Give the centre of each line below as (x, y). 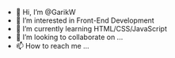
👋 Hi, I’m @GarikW (46, 12)
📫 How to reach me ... (52, 46)
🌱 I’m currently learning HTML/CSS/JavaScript (91, 29)
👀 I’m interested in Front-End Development (85, 20)
